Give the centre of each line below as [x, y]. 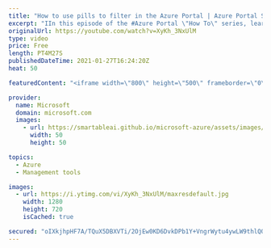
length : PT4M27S [35, 53]
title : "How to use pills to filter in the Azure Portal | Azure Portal [133, 16]
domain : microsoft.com [54, 113]
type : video [28, 38]
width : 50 [46, 135]
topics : [21, 157]
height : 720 [43, 210]
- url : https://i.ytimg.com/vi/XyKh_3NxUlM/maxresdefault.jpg [122, 195]
